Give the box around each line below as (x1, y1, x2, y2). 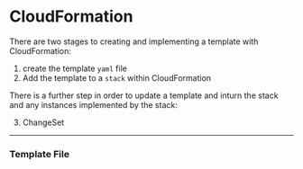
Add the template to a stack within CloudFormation (22, 72, 212, 83)
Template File (9, 147, 70, 160)
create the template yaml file (22, 63, 128, 74)
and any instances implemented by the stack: (9, 99, 178, 110)
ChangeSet (22, 117, 65, 128)
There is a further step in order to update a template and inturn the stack (9, 90, 279, 101)
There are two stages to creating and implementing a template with (9, 36, 259, 47)
